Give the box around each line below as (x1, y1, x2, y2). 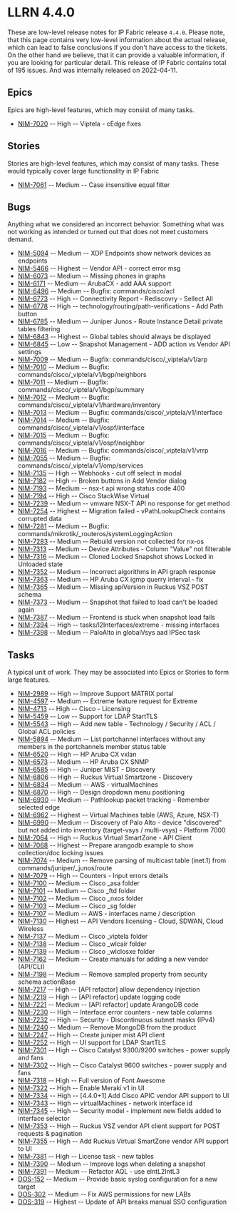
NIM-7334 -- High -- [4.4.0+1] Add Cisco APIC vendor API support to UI (17, 1092, 229, 1100)
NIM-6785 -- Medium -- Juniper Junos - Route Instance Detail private (17, 317, 223, 326)
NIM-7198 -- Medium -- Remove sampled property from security (17, 970, 208, 979)
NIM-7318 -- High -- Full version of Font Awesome (17, 1076, 165, 1085)
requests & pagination (17, 1129, 83, 1138)
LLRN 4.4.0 (7, 4, 75, 21)
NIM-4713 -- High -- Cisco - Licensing (17, 705, 130, 713)
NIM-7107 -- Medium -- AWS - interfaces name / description (17, 910, 196, 918)
